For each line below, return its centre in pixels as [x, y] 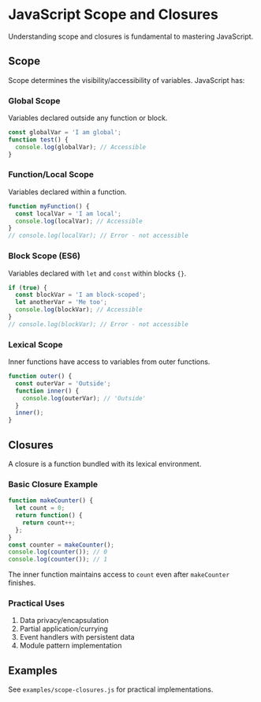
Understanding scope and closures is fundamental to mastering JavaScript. [131, 36]
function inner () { [47, 391]
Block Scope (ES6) [45, 256]
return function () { [49, 516]
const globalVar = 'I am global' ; [65, 133]
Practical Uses [37, 603]
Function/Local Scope [51, 175]
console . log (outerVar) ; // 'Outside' [84, 398]
